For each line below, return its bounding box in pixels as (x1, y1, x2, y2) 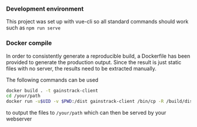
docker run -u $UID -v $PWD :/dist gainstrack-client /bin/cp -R (6, 99, 164, 105)
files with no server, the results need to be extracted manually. (6, 65, 157, 72)
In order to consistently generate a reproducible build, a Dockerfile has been (6, 52, 191, 59)
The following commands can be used (6, 76, 98, 83)
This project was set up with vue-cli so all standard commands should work (6, 18, 189, 25)
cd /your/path (6, 93, 41, 99)
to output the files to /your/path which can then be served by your (6, 109, 167, 116)
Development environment (6, 5, 84, 13)
